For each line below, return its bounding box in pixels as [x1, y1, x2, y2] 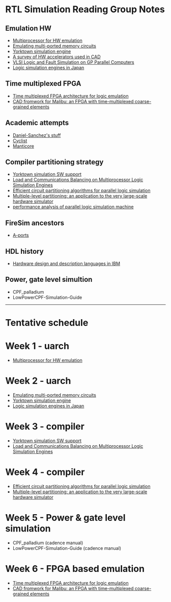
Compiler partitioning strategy [5, 158, 104, 166]
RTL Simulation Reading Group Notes [5, 4, 165, 15]
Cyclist [12, 137, 27, 143]
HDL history [5, 247, 44, 256]
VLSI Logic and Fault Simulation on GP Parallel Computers [12, 59, 134, 65]
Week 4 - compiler [5, 466, 85, 478]
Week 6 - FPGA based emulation [5, 563, 145, 574]
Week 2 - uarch [5, 375, 71, 387]
